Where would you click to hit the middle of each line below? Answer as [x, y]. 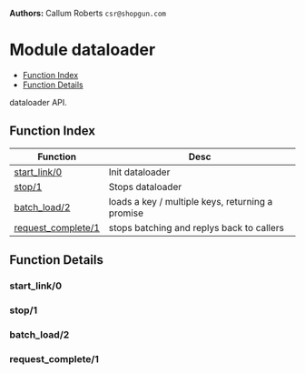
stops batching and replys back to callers [196, 227]
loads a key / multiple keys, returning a [191, 201]
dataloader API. [39, 102]
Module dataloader [83, 50]
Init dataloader [139, 172]
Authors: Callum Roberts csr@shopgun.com [88, 13]
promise [126, 213]
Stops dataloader [145, 187]
